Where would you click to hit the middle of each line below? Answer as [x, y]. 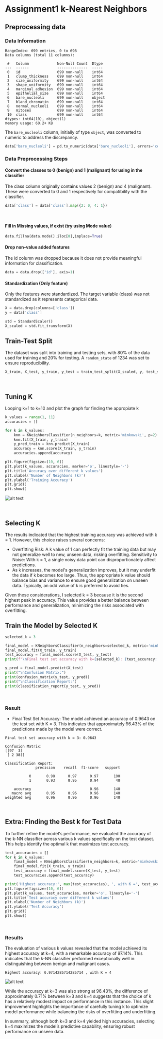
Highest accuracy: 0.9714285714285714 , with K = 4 [58, 973]
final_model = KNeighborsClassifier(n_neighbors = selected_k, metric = [77, 645]
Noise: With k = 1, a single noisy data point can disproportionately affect [84, 560]
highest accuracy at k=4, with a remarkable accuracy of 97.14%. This [74, 953]
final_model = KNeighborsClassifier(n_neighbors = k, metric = [76, 862]
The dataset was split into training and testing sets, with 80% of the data [78, 353]
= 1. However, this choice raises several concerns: [55, 540]
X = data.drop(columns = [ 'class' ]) [40, 308]
